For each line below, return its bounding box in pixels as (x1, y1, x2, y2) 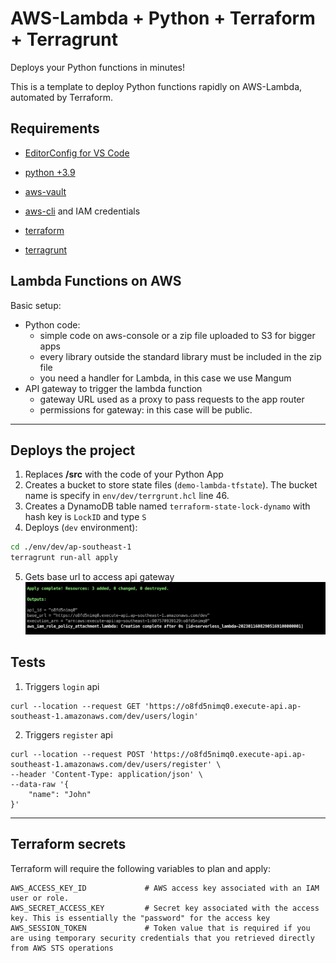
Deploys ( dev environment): (24, 522, 138, 534)
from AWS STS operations (10, 943, 114, 953)
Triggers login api (24, 680, 100, 692)
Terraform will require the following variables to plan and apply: (10, 862, 272, 874)
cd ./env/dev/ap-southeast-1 (10, 542, 132, 552)
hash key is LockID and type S (24, 511, 147, 523)
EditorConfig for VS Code (24, 147, 130, 159)
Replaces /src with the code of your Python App (24, 468, 224, 481)
